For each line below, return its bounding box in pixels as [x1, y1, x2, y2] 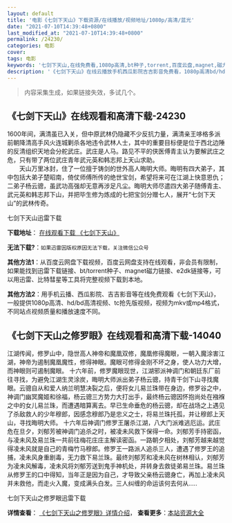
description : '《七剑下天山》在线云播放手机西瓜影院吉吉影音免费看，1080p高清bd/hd [7, 68, 226, 75]
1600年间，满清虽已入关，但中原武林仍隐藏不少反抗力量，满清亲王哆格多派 [7, 130, 221, 139]
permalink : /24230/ [7, 36, 64, 43]
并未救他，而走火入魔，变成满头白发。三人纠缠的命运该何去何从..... [7, 479, 198, 488]
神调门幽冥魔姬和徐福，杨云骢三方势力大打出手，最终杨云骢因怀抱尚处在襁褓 [7, 393, 225, 401]
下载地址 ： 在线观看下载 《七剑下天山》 [7, 229, 119, 237]
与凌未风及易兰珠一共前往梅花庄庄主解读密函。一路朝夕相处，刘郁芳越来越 [7, 436, 219, 444]
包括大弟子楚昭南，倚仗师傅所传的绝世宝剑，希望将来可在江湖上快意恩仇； [12, 173, 225, 181]
